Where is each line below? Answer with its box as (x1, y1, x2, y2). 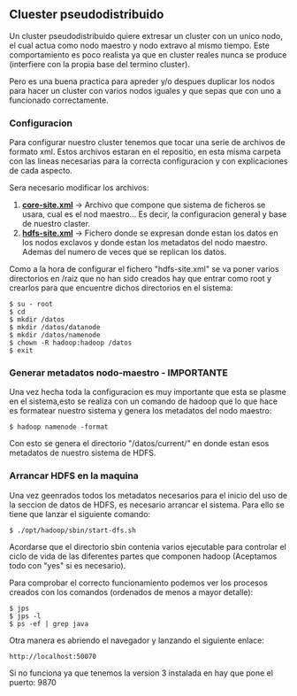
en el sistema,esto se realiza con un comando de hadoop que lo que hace (9, 396, 278, 406)
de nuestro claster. (21, 219, 91, 229)
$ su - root (9, 300, 53, 309)
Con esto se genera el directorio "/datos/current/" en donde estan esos (9, 438, 270, 449)
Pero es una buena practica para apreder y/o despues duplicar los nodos (9, 75, 276, 87)
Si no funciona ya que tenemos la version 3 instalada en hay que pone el (9, 668, 274, 678)
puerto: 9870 (9, 677, 57, 687)
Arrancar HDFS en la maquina (9, 469, 139, 482)
